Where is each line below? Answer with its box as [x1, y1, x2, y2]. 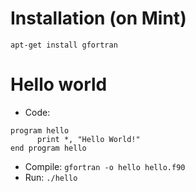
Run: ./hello [24, 171, 78, 183]
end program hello [10, 143, 87, 153]
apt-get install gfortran [10, 40, 118, 50]
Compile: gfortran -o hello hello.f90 [24, 160, 186, 172]
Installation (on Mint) [10, 7, 187, 30]
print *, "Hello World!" [36, 134, 141, 144]
